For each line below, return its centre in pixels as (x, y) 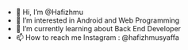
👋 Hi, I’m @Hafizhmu (49, 12)
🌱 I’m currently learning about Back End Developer (98, 29)
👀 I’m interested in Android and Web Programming (98, 20)
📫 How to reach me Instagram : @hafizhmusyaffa (98, 37)
